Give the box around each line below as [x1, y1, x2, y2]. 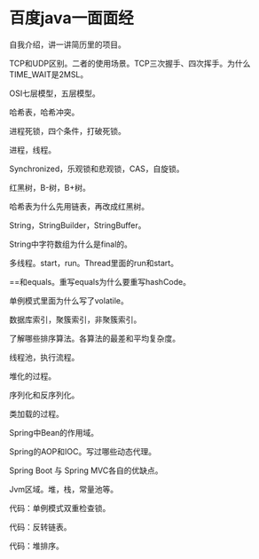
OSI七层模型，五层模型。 [9, 88, 100, 98]
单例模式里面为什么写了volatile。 [9, 295, 129, 306]
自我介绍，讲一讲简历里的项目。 [9, 39, 126, 50]
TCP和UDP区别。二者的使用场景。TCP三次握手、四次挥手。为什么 [9, 58, 251, 68]
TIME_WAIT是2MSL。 [9, 68, 89, 80]
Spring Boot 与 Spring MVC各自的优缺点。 [9, 465, 163, 476]
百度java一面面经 [9, 8, 135, 28]
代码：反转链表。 [9, 521, 72, 532]
